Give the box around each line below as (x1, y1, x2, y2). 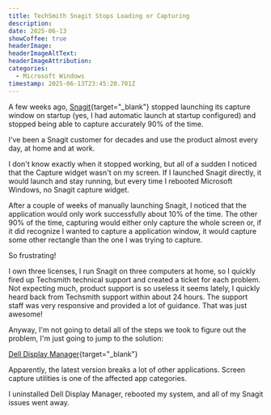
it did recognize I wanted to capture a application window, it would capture (8, 226, 257, 235)
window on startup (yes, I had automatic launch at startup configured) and (8, 110, 256, 120)
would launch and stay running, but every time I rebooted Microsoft (8, 176, 233, 186)
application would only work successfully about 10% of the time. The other (8, 209, 258, 218)
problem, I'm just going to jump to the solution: (8, 333, 164, 343)
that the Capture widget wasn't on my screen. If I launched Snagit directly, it (8, 167, 262, 177)
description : (8, 19, 53, 28)
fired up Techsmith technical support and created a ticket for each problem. (8, 274, 261, 284)
